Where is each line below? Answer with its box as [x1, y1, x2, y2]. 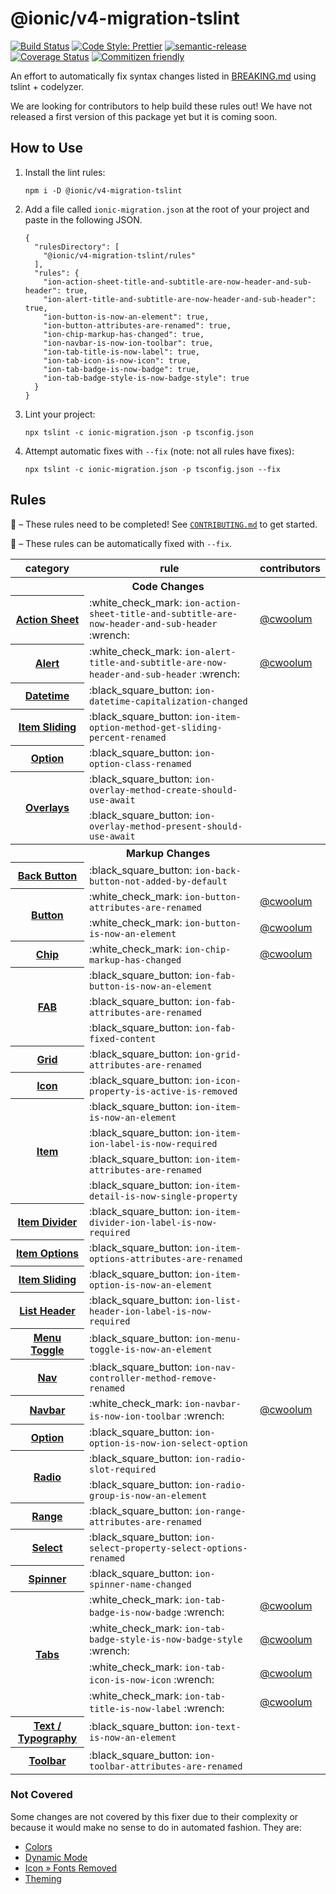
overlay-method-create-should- [88, 785, 238, 796]
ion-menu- [194, 1333, 242, 1345]
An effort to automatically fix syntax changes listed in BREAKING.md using [10, 70, 317, 82]
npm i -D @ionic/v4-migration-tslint [24, 185, 183, 196]
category [24, 561, 70, 575]
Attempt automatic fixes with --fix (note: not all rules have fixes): [24, 445, 295, 457]
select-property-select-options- [88, 1542, 248, 1554]
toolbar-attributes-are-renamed [88, 1760, 243, 1772]
